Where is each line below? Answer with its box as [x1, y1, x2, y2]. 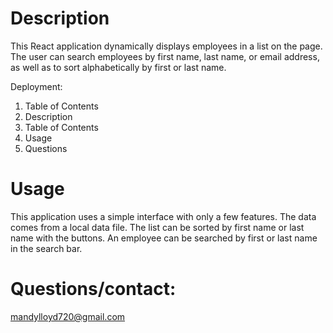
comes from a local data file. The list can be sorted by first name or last [10, 221, 305, 233]
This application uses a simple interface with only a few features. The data [10, 210, 317, 222]
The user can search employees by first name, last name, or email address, [10, 50, 320, 62]
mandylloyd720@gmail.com [10, 310, 126, 322]
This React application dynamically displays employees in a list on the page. [10, 40, 323, 52]
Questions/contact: [10, 278, 177, 301]
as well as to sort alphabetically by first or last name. [10, 61, 227, 73]
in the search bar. [10, 242, 83, 254]
